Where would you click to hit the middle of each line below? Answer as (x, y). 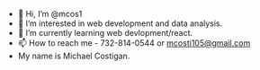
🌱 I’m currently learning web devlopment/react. (105, 33)
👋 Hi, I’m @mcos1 (50, 14)
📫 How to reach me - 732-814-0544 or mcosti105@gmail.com (134, 43)
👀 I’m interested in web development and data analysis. (120, 23)
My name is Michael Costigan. (74, 56)
